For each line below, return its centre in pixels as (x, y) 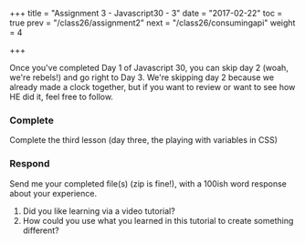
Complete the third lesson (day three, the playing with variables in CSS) (144, 140)
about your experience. (53, 193)
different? (41, 230)
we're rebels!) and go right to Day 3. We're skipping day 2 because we (142, 77)
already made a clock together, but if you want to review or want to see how (152, 87)
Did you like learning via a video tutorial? (99, 211)
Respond (30, 164)
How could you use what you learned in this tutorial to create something (158, 220)
